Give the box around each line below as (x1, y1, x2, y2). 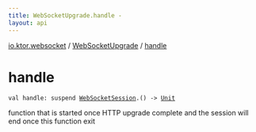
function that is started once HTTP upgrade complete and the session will (8, 108, 250, 118)
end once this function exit (8, 116, 96, 126)
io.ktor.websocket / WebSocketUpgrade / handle (8, 40, 167, 50)
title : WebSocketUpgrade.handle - (8, 11, 123, 20)
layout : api (8, 19, 48, 27)
